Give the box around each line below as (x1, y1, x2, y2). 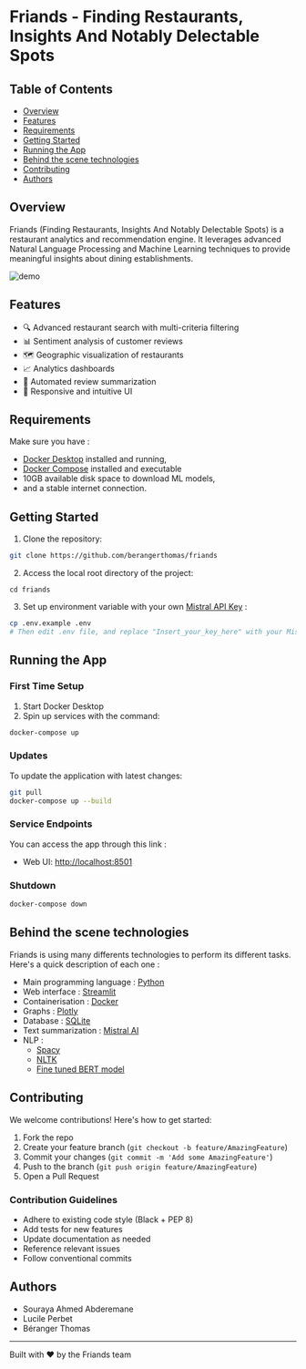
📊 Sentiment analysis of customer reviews (22, 335, 184, 346)
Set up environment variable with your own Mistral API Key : (22, 602, 248, 612)
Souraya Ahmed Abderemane (22, 1303, 134, 1314)
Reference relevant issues (22, 1242, 121, 1254)
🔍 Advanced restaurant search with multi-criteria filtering (22, 322, 240, 333)
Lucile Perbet (22, 1312, 73, 1323)
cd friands (9, 585, 51, 594)
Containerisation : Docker (22, 995, 118, 1006)
